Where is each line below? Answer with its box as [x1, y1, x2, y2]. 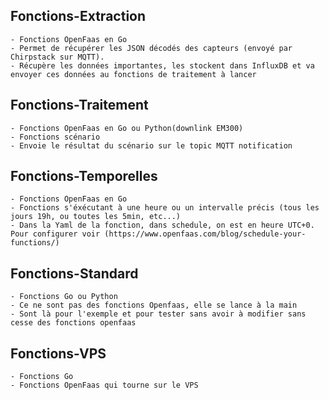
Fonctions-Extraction [10, 8, 147, 25]
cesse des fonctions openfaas [10, 318, 137, 328]
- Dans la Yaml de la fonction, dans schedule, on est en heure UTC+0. [10, 220, 315, 231]
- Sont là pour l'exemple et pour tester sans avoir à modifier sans [10, 309, 307, 319]
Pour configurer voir [10, 229, 101, 239]
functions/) [10, 238, 60, 248]
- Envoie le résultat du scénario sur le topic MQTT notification [10, 140, 293, 151]
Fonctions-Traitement [10, 97, 149, 114]
